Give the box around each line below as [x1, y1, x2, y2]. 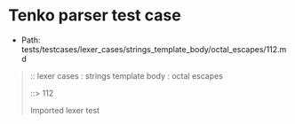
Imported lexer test [29, 105, 100, 115]
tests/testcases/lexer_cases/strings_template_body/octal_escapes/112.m [20, 43, 287, 54]
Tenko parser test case [8, 5, 181, 26]
